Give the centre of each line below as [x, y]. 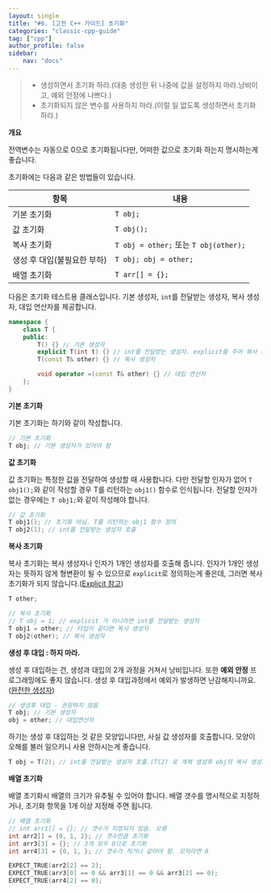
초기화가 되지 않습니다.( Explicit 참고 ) [66, 583]
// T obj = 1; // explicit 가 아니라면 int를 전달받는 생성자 [104, 621]
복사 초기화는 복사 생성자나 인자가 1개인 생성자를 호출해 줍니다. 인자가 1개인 [126, 563]
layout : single [34, 16]
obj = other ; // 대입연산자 [51, 720]
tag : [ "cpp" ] [30, 38]
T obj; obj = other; [154, 259]
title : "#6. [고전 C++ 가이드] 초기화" [69, 23]
